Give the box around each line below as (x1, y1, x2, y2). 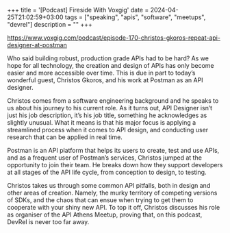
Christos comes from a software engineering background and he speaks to (7, 97, 219, 105)
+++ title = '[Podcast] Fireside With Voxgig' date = (7, 6, 149, 14)
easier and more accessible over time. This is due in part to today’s (7, 69, 196, 77)
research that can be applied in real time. (7, 133, 123, 141)
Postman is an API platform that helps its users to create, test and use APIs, (7, 147, 220, 154)
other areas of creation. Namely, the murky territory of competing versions (7, 188, 218, 197)
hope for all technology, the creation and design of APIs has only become (7, 62, 214, 69)
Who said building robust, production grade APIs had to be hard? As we (7, 54, 209, 62)
